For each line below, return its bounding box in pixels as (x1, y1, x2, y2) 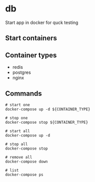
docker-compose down (5, 159, 48, 164)
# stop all (5, 142, 28, 147)
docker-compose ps (5, 172, 43, 177)
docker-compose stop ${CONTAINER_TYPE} (5, 120, 88, 125)
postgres (12, 69, 31, 75)
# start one (5, 102, 30, 107)
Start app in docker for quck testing (5, 19, 78, 25)
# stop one (5, 115, 28, 120)
